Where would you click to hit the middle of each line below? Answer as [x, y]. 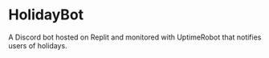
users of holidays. [38, 45]
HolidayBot [46, 15]
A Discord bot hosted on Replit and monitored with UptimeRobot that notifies [135, 37]
